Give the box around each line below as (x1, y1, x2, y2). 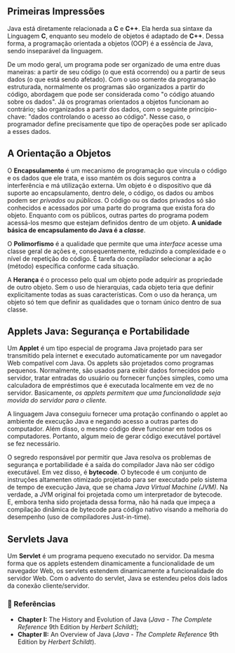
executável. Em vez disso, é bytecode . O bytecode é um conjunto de (7, 468, 207, 476)
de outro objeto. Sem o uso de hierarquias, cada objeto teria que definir (7, 283, 214, 291)
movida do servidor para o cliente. (7, 396, 107, 405)
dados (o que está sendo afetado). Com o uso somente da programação (7, 75, 216, 83)
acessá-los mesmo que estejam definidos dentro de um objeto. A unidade (7, 218, 222, 227)
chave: (7, 112, 27, 121)
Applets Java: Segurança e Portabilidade (7, 325, 190, 337)
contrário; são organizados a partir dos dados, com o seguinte (7, 105, 188, 113)
